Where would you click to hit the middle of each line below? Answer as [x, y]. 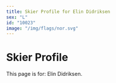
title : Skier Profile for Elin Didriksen [58, 12]
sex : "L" [17, 17]
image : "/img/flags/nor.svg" [42, 28]
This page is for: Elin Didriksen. [44, 74]
